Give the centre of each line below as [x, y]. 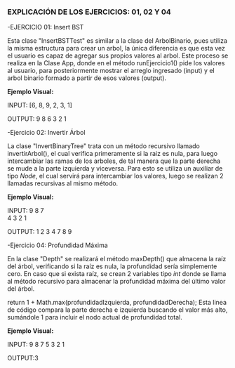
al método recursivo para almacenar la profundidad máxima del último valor [116, 282]
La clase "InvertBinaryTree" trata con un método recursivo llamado [103, 146]
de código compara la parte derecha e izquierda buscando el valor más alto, [117, 310]
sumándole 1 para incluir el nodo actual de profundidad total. [95, 317]
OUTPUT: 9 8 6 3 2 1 [37, 119]
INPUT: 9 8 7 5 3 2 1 [36, 345]
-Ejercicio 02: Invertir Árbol [46, 133]
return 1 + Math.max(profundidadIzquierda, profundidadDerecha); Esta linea [117, 303]
